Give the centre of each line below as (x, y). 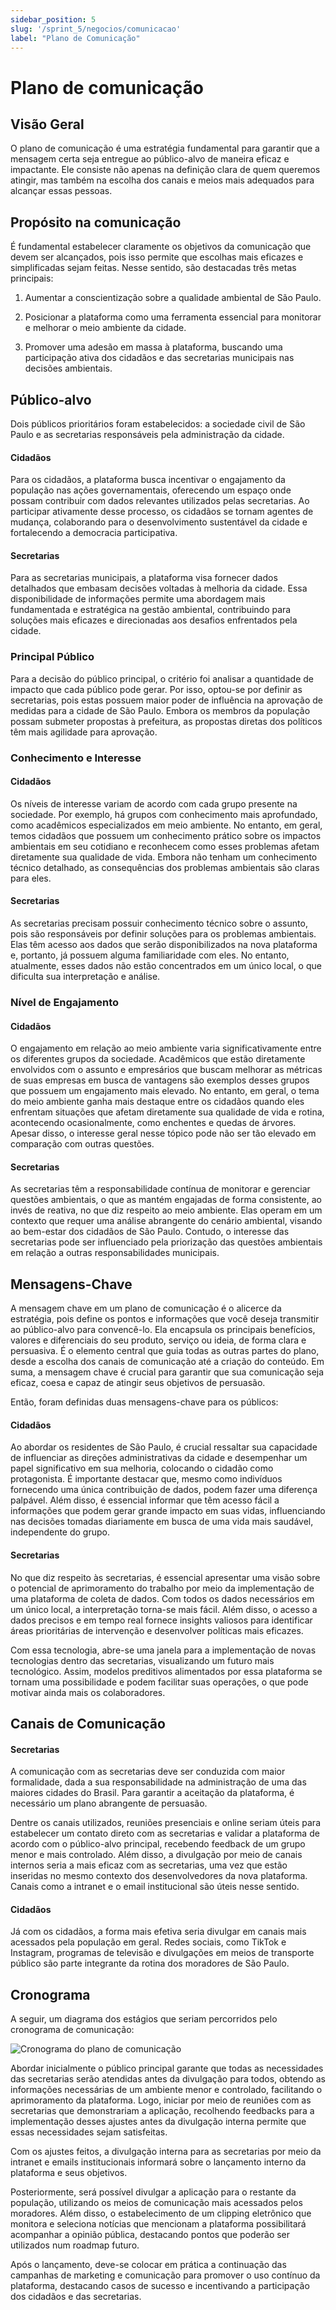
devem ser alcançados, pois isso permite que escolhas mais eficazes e (157, 257)
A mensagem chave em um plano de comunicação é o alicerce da (146, 1308)
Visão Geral (47, 124)
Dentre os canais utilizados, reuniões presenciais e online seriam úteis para (165, 1823)
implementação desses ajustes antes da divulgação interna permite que (158, 2122)
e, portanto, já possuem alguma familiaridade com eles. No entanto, (150, 955)
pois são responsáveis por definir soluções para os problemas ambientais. (163, 934)
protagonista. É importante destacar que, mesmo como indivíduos (146, 1479)
